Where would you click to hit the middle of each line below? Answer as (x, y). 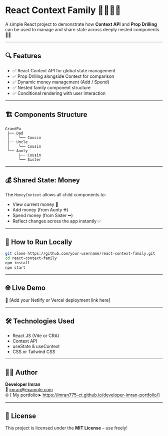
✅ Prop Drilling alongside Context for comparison (63, 76)
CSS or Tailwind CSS (34, 352)
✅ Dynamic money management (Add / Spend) (61, 82)
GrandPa (13, 129)
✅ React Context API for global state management (64, 70)
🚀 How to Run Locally (39, 242)
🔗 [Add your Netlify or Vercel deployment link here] (58, 300)
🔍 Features (23, 56)
